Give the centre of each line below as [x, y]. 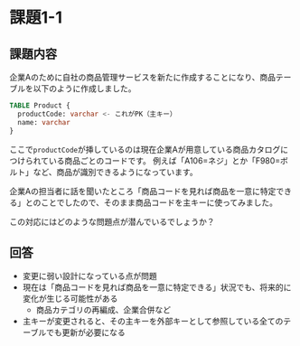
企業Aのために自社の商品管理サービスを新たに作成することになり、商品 [143, 77]
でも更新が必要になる [85, 332]
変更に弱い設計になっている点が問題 [90, 276]
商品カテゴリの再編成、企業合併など [103, 310]
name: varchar [44, 122]
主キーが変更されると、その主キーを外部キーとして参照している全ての [153, 322]
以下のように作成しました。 [84, 89]
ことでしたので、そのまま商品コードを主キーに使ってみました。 [159, 202]
